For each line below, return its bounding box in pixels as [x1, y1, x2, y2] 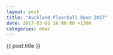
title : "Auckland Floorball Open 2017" [6, 15, 108, 21]
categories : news [6, 25, 51, 32]
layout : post [6, 8, 40, 15]
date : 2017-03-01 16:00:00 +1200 [6, 20, 92, 26]
